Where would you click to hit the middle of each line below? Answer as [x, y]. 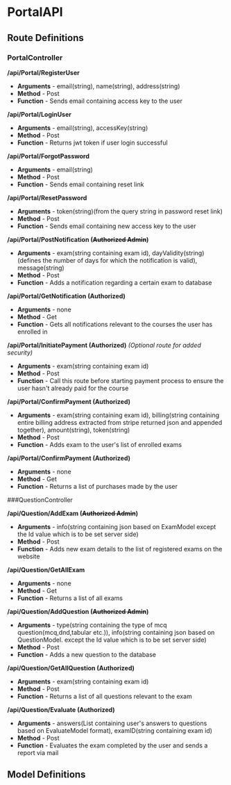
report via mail [38, 752]
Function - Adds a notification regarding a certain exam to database [114, 282]
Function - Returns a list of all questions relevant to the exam [104, 696]
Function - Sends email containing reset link [80, 184]
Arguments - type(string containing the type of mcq [92, 625]
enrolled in [32, 332]
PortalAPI [35, 12]
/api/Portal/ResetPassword [47, 197]
